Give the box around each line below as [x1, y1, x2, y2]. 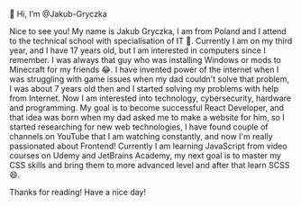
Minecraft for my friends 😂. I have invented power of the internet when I [9, 64, 279, 75]
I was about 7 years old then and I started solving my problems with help [9, 84, 279, 94]
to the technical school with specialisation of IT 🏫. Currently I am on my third [9, 36, 293, 46]
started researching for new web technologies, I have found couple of [9, 121, 269, 132]
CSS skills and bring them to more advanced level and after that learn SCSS [9, 160, 290, 170]
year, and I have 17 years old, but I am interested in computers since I [9, 45, 266, 56]
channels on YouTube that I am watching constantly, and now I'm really [9, 131, 273, 141]
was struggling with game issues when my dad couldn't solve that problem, [9, 74, 290, 85]
